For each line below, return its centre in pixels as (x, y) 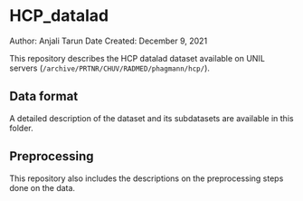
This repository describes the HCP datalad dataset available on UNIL (137, 58)
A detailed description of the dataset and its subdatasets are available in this (151, 118)
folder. (21, 128)
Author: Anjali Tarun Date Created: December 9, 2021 (109, 41)
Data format (44, 96)
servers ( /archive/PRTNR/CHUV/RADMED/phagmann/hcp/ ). (110, 68)
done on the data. (42, 187)
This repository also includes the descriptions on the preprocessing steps (147, 178)
